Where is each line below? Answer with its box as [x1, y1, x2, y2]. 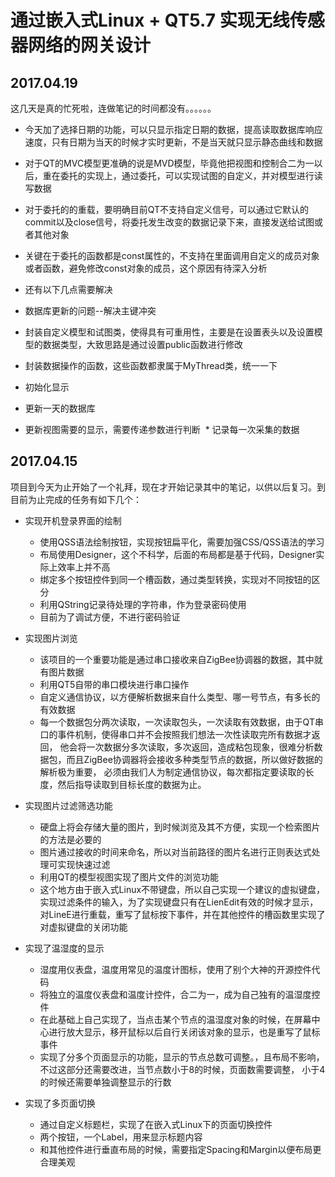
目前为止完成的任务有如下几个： [10, 493, 142, 505]
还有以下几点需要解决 [24, 284, 113, 295]
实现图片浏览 [24, 632, 78, 644]
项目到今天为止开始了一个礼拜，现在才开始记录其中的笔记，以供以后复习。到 [10, 481, 326, 493]
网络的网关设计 [28, 34, 152, 57]
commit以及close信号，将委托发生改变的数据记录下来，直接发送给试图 [24, 216, 315, 228]
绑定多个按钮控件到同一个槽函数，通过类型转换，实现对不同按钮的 [39, 573, 312, 585]
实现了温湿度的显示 [24, 942, 105, 954]
